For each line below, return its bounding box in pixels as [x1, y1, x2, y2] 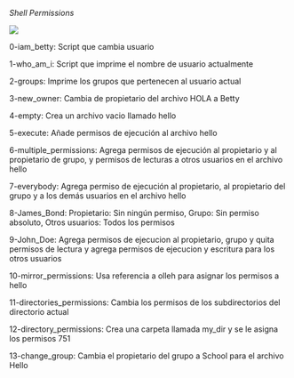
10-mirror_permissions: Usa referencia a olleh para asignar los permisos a [9, 270, 280, 281]
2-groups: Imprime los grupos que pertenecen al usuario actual [9, 76, 242, 86]
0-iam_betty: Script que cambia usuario [9, 42, 155, 52]
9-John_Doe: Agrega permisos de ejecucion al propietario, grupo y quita [9, 235, 274, 245]
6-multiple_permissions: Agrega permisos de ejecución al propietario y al [9, 145, 277, 155]
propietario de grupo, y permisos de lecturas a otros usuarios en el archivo [9, 155, 283, 165]
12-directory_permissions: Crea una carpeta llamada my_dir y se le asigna [9, 324, 278, 334]
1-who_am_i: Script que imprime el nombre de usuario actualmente [9, 59, 254, 69]
